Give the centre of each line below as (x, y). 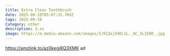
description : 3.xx (25, 29)
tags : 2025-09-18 (24, 19)
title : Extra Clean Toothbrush (38, 10)
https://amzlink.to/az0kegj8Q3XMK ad (45, 48)
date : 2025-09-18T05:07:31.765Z (39, 15)
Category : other (22, 24)
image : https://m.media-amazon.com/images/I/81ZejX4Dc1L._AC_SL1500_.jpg (85, 34)
